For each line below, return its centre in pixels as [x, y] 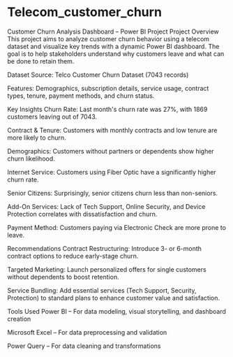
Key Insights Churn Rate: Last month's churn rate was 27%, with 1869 [107, 109]
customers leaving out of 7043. [52, 117]
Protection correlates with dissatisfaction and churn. [82, 214]
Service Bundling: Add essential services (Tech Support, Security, [102, 290]
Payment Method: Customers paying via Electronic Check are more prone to [117, 227]
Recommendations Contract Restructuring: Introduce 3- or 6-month [105, 248]
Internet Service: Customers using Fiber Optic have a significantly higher [112, 172]
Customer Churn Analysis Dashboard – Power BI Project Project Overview [113, 31]
